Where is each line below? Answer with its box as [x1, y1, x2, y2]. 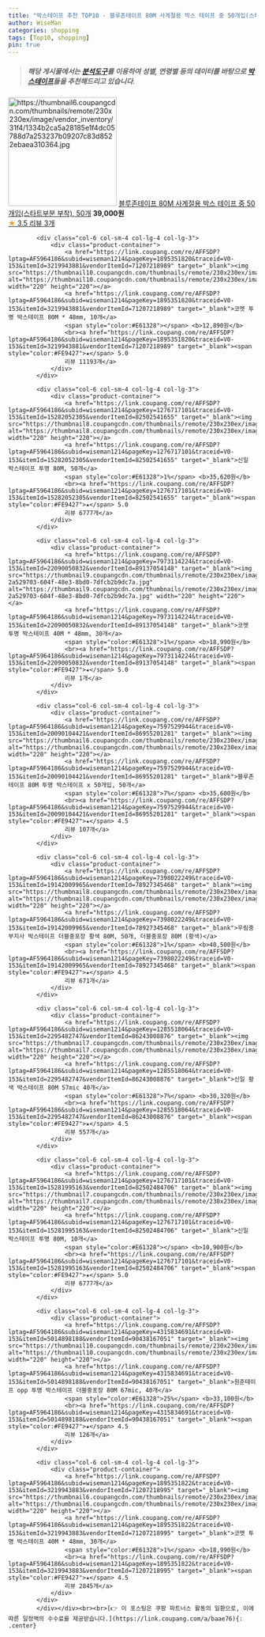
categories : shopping [8, 26, 80, 34]
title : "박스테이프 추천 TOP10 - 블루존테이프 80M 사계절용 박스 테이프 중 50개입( [8, 11, 250, 20]
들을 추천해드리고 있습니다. [53, 76, 136, 85]
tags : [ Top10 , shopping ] [8, 33, 90, 42]
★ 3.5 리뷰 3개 [8, 218, 55, 228]
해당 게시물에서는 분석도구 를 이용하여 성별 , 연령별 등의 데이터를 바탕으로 [27, 66, 247, 76]
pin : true [8, 41, 41, 49]
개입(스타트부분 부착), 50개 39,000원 [8, 209, 125, 218]
